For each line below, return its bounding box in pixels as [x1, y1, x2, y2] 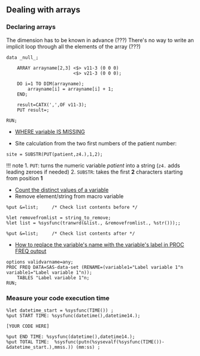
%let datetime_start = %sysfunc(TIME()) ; [6, 307, 114, 313]
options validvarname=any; [6, 259, 74, 265]
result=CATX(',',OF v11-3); [17, 101, 87, 107]
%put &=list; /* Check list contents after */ [6, 231, 135, 237]
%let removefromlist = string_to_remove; [6, 214, 111, 221]
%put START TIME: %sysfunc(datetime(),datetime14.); [6, 312, 141, 319]
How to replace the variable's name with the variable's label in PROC [14, 241, 184, 248]
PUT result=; [17, 107, 50, 113]
